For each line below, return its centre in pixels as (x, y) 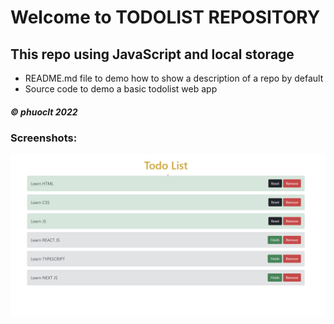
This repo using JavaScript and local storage (152, 54)
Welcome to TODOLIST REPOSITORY (165, 17)
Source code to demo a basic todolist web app (121, 89)
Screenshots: (44, 138)
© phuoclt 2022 (44, 112)
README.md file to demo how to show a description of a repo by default (174, 78)
